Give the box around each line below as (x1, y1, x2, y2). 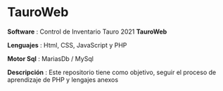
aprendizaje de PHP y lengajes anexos (7, 75, 118, 84)
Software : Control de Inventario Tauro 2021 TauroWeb (7, 27, 167, 36)
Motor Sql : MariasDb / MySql (7, 54, 94, 63)
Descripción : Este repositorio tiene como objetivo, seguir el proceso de (7, 68, 217, 76)
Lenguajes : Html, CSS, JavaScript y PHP (7, 41, 127, 49)
